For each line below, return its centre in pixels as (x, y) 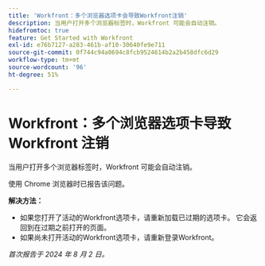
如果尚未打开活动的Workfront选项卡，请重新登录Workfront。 (119, 237)
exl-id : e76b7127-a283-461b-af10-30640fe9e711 (87, 45)
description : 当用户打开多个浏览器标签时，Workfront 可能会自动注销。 (115, 23)
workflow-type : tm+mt (44, 60)
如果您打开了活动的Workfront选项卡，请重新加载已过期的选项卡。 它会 (135, 217)
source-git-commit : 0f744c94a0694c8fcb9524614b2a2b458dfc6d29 (113, 52)
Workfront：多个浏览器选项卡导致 (120, 123)
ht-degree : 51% (33, 75)
